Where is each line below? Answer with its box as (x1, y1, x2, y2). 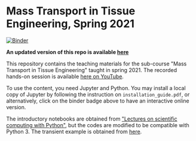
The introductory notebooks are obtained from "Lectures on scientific (6, 115, 177, 122)
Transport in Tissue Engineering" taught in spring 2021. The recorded (6, 66, 177, 73)
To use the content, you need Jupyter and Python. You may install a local (6, 84, 186, 91)
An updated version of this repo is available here (6, 48, 129, 55)
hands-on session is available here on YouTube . (6, 73, 124, 80)
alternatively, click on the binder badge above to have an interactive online (6, 97, 189, 104)
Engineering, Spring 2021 (6, 17, 134, 31)
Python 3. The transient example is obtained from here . (6, 128, 142, 135)
